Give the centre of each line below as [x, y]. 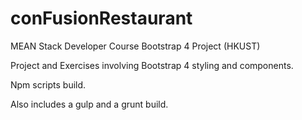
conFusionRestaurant [101, 18]
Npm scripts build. [48, 84]
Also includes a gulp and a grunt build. [89, 104]
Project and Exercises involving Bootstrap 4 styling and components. [152, 65]
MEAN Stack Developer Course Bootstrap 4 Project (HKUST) [135, 46]
